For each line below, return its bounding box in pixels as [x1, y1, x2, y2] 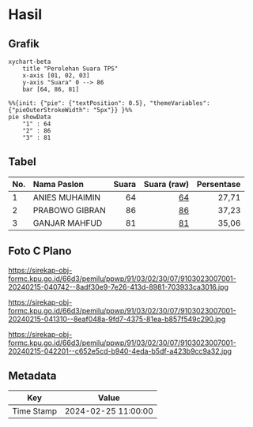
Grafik [8, 37, 40, 51]
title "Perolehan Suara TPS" [22, 65, 119, 73]
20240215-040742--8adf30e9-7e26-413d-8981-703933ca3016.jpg [8, 282, 229, 291]
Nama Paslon [32, 178, 85, 189]
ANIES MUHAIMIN [32, 192, 101, 203]
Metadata [8, 369, 57, 383]
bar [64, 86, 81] [22, 85, 80, 93]
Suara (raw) [143, 178, 190, 189]
